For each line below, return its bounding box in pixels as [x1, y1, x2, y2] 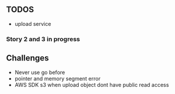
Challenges [6, 53, 49, 63]
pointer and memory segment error [14, 75, 101, 82]
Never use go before [14, 69, 65, 76]
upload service [14, 20, 51, 27]
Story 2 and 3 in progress [6, 35, 80, 43]
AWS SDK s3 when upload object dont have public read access [14, 81, 170, 88]
